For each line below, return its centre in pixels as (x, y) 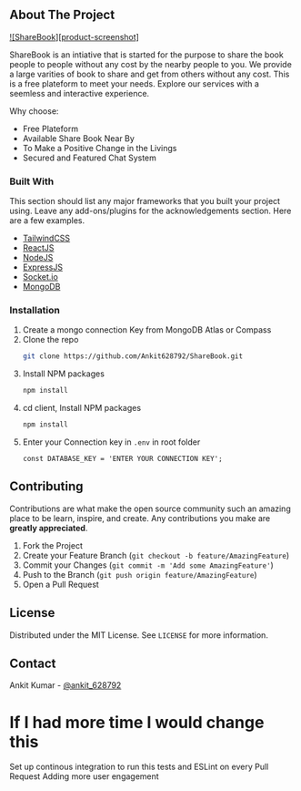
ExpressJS (43, 267)
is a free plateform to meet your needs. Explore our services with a (134, 83)
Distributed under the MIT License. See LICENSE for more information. (139, 635)
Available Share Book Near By (78, 138)
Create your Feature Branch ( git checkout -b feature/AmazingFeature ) (156, 555)
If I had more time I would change (137, 722)
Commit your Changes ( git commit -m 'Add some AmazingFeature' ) (148, 565)
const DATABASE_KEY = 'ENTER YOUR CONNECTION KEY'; (122, 459)
